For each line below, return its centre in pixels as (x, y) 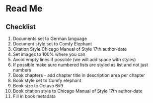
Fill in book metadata (34, 96)
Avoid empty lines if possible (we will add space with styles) (74, 59)
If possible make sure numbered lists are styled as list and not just (80, 65)
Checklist (21, 27)
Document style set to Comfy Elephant (52, 44)
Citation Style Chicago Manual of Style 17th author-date (70, 49)
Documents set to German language (50, 38)
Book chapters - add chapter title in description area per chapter (79, 75)
